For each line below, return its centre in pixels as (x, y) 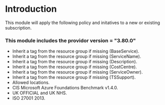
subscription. (18, 27)
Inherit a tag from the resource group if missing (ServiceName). (77, 56)
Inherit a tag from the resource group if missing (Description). (75, 62)
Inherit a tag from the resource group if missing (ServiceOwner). (77, 72)
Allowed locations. (31, 82)
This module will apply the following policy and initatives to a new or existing (82, 23)
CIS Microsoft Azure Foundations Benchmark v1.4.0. (65, 88)
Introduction (31, 9)
